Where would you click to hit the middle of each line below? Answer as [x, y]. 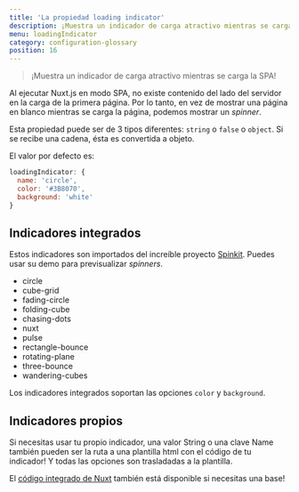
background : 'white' [55, 197]
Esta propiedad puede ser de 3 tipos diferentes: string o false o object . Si [146, 129]
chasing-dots [46, 319]
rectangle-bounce [55, 347]
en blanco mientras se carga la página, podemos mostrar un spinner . [136, 112]
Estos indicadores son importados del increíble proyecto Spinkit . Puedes [142, 254]
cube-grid [40, 291]
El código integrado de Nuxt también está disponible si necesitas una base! [147, 479]
